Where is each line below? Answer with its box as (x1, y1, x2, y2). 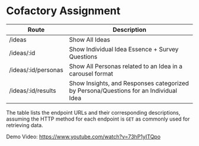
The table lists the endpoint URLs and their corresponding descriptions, (6, 109, 181, 116)
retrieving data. (6, 121, 43, 128)
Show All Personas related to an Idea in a (69, 62, 182, 70)
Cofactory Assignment (6, 4, 121, 18)
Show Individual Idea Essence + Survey (69, 45, 179, 53)
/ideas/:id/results (9, 86, 56, 95)
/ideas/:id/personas (9, 66, 63, 74)
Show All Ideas (69, 35, 111, 44)
